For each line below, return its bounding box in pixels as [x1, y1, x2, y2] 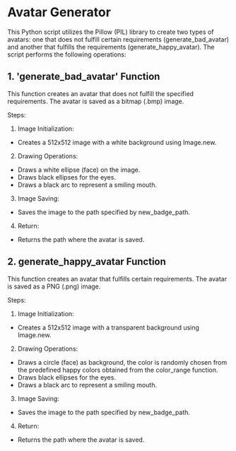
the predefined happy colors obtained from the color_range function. [17, 365, 218, 374]
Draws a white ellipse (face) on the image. [17, 165, 141, 174]
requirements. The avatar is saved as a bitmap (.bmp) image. [7, 97, 184, 105]
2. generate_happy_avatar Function [7, 256, 166, 268]
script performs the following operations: [7, 50, 126, 59]
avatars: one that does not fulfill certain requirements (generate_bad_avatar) [7, 35, 230, 43]
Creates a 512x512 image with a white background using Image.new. [17, 138, 217, 146]
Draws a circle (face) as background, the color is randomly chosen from [17, 358, 228, 366]
